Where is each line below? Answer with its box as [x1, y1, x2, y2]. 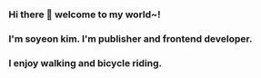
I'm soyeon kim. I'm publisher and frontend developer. [8, 32, 253, 44]
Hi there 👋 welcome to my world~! [8, 8, 161, 21]
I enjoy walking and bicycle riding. [8, 56, 163, 69]
